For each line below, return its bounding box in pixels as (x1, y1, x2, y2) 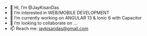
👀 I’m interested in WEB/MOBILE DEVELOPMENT (9, 10, 110, 16)
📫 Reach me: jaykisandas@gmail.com (9, 26, 88, 31)
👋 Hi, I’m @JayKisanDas (9, 5, 60, 10)
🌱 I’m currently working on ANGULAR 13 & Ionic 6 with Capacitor (9, 15, 142, 20)
